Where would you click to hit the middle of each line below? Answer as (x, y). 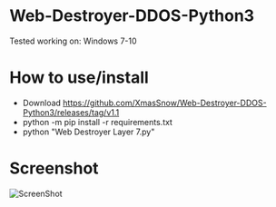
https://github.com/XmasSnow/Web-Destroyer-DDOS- (165, 103)
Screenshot (54, 168)
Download (42, 103)
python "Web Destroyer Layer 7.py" (89, 132)
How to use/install (79, 78)
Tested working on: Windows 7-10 (74, 41)
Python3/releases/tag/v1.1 (71, 112)
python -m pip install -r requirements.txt (97, 122)
